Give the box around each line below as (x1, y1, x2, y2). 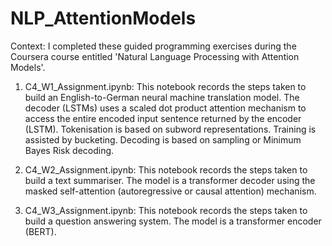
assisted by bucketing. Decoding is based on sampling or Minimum (24, 133, 302, 146)
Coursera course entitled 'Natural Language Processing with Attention (10, 50, 300, 62)
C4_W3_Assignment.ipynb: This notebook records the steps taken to (24, 204, 308, 216)
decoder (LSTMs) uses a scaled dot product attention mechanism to (24, 102, 307, 114)
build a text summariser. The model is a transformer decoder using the (24, 174, 316, 186)
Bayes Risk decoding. (24, 144, 115, 156)
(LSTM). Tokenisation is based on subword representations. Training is (24, 123, 317, 135)
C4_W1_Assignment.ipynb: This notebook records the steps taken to (24, 80, 307, 92)
